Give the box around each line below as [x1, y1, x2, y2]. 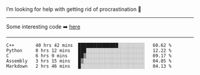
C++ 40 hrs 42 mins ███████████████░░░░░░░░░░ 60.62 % [6, 42, 171, 48]
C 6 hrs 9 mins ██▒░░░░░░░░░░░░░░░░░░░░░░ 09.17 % [6, 53, 171, 59]
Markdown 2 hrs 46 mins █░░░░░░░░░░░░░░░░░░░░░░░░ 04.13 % [6, 63, 171, 69]
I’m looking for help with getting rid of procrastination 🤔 [6, 6, 142, 12]
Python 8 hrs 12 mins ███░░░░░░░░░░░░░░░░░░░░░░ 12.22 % [6, 48, 171, 54]
